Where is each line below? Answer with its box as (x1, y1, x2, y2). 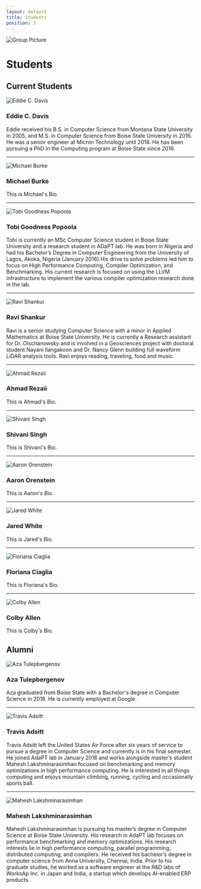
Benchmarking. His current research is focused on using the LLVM (6, 268, 170, 276)
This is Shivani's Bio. (6, 444, 57, 451)
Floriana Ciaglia (6, 568, 53, 576)
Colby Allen (6, 613, 41, 622)
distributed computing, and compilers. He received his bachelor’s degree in (6, 851, 192, 858)
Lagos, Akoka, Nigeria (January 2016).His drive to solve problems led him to (6, 255, 194, 263)
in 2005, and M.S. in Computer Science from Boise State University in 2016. (6, 132, 193, 139)
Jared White (6, 522, 43, 531)
